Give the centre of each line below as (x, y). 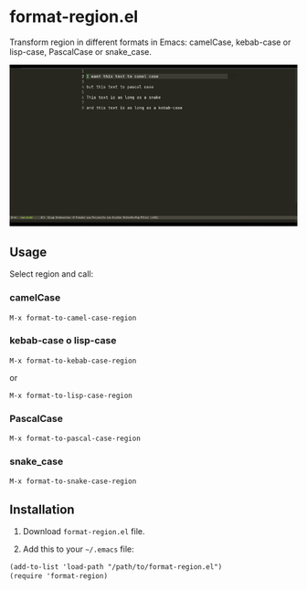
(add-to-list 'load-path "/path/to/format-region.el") (116, 567)
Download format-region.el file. (84, 532)
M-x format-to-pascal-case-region (75, 439)
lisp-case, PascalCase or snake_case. (81, 51)
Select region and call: (52, 274)
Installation (42, 509)
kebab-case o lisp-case (63, 341)
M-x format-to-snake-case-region (73, 481)
